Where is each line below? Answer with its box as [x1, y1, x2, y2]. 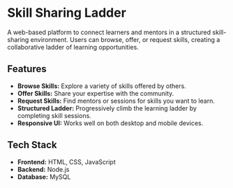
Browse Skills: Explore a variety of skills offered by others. [17, 82, 186, 90]
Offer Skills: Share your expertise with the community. [17, 89, 174, 97]
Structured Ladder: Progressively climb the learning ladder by [17, 103, 197, 113]
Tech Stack [7, 139, 57, 151]
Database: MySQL [17, 173, 71, 181]
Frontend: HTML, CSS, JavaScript [17, 157, 116, 166]
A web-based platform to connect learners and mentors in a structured [7, 28, 211, 36]
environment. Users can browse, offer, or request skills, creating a [30, 35, 220, 43]
